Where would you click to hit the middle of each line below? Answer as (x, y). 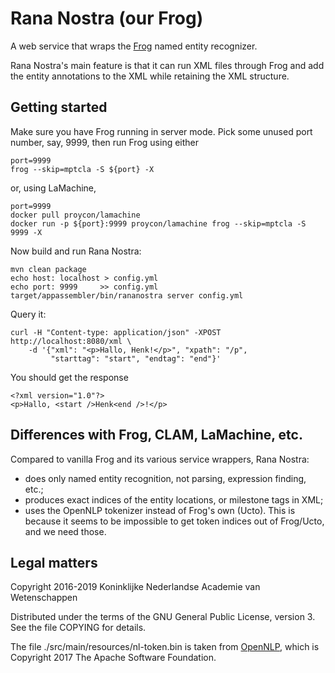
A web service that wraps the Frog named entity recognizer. (134, 46)
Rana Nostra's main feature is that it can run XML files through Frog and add (167, 65)
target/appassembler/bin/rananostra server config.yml (127, 295)
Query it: (28, 314)
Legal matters (54, 562)
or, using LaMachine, (53, 188)
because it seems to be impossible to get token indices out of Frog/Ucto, (174, 521)
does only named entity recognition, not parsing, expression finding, (165, 478)
